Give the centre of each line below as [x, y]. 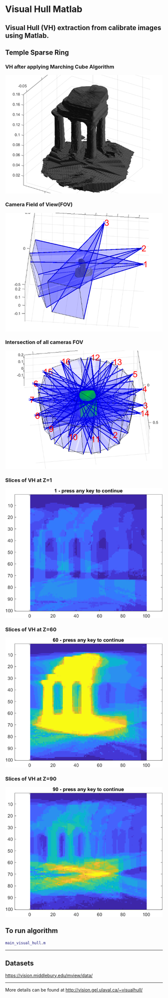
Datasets [19, 963]
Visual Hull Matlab [44, 9]
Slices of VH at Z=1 [29, 480]
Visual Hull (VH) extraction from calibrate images [83, 28]
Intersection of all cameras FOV [44, 343]
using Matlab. [27, 35]
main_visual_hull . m [25, 943]
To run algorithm [32, 931]
